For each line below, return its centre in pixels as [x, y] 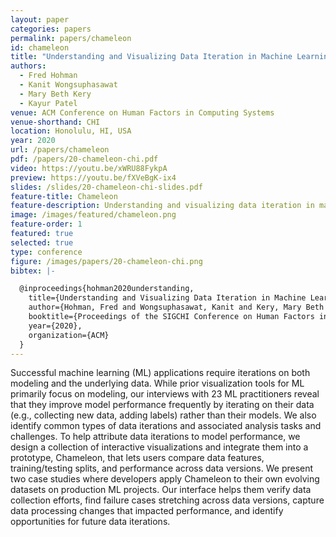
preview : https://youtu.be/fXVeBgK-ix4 [93, 177]
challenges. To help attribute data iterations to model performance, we [155, 437]
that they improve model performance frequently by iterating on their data [162, 405]
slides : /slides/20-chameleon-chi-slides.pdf [106, 187]
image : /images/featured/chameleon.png [93, 215]
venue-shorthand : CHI [55, 122]
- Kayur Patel [48, 103]
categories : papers [51, 29]
